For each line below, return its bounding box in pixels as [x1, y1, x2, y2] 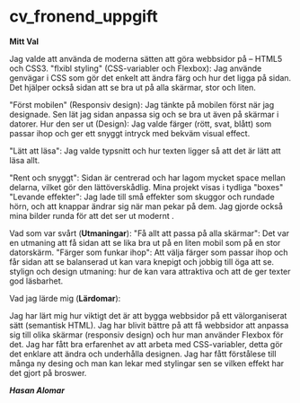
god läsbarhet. [9, 276, 64, 286]
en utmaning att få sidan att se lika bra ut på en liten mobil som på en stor [9, 237, 281, 248]
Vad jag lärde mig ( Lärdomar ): [9, 293, 121, 303]
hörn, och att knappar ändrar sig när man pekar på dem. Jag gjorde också [9, 200, 283, 212]
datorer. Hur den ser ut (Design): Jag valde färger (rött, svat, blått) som [9, 118, 272, 129]
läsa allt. [9, 154, 40, 165]
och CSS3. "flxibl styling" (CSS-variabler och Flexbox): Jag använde [9, 63, 262, 74]
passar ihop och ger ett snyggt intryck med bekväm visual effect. [9, 127, 251, 138]
